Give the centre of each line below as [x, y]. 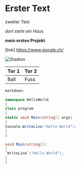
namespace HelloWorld [27, 99]
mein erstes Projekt [25, 40]
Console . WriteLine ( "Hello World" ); [41, 127]
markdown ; [15, 91]
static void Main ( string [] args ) [39, 118]
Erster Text [28, 8]
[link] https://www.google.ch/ [34, 50]
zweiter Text [17, 22]
